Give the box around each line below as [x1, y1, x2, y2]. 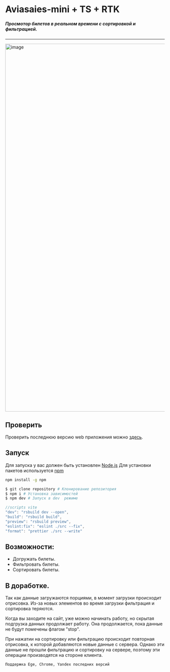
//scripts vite [5, 505, 37, 510]
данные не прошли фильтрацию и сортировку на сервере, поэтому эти [5, 647, 160, 653]
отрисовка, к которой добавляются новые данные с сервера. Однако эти [5, 642, 164, 648]
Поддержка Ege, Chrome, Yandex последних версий [5, 662, 110, 667]
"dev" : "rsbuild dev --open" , [5, 510, 69, 515]
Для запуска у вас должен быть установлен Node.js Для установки [5, 462, 151, 468]
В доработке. [5, 581, 50, 590]
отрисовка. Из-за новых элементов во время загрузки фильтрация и [5, 600, 155, 606]
